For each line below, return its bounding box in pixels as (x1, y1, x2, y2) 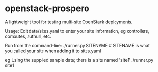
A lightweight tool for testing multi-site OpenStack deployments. (5, 19, 133, 25)
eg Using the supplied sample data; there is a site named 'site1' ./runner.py (5, 57, 154, 63)
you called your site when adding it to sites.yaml (5, 48, 101, 54)
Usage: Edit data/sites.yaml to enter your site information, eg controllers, (5, 28, 150, 34)
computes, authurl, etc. (5, 33, 52, 39)
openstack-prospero (5, 3, 89, 14)
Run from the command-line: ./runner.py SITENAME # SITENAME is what (5, 43, 150, 48)
